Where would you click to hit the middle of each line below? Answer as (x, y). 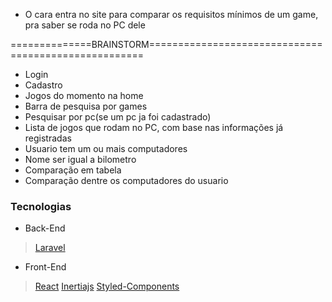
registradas (48, 138)
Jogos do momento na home (84, 95)
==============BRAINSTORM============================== (166, 44)
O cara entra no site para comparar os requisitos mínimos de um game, (171, 14)
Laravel (50, 248)
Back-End (45, 228)
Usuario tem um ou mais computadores (106, 148)
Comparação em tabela (73, 170)
